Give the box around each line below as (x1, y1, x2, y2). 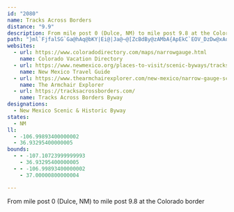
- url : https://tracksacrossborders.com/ (13, 88, 136, 95)
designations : (7, 101, 49, 108)
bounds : (7, 146, 30, 153)
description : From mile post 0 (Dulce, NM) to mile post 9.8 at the (7, 29, 210, 37)
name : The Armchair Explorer (19, 81, 104, 88)
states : (7, 113, 30, 120)
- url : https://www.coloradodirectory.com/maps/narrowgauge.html (13, 49, 208, 56)
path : (7, 36, 23, 43)
